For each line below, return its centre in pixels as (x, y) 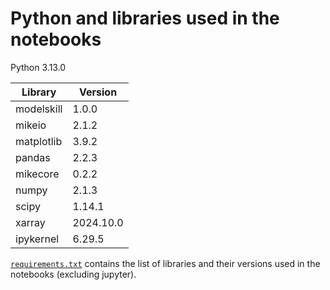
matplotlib (39, 141)
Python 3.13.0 (38, 67)
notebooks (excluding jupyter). (73, 274)
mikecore (37, 174)
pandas (33, 157)
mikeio (31, 125)
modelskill (39, 109)
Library (39, 92)
